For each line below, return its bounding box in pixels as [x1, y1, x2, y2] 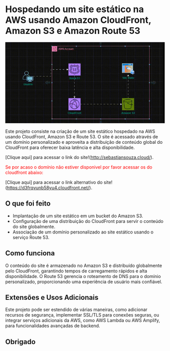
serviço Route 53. [12, 234, 50, 240]
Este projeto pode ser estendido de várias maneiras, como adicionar [5, 306, 148, 313]
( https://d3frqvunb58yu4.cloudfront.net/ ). [5, 184, 93, 190]
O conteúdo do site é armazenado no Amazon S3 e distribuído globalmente [5, 262, 162, 268]
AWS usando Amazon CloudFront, [5, 14, 151, 26]
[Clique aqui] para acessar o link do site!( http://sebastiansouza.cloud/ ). [5, 154, 154, 160]
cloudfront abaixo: [5, 169, 44, 175]
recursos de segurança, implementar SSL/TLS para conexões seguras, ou [5, 312, 159, 318]
